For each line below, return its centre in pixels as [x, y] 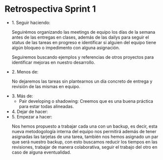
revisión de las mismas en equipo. [46, 86]
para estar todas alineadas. [47, 106]
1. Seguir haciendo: [31, 23]
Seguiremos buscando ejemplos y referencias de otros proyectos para [83, 57]
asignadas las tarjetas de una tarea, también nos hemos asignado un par [85, 137]
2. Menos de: [25, 71]
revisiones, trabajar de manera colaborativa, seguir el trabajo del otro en [84, 147]
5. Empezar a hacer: [32, 116]
